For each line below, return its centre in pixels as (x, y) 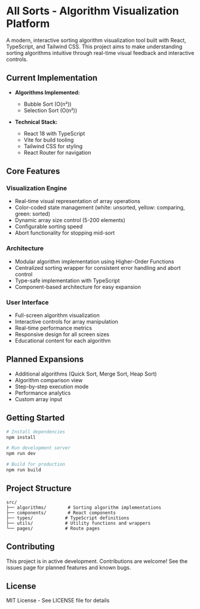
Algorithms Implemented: (47, 92)
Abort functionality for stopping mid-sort (65, 233)
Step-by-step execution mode (52, 386)
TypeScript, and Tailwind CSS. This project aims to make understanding (94, 47)
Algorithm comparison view (49, 380)
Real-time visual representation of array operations (77, 201)
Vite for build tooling (49, 140)
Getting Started (36, 418)
